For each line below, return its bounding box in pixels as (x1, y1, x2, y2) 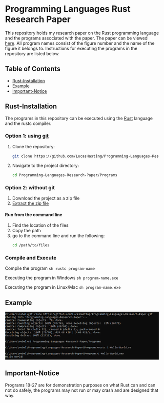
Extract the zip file (12, 200, 49, 206)
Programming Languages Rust (5, 3, 131, 15)
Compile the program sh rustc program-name (5, 265, 95, 271)
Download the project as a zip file (12, 195, 80, 201)
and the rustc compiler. (5, 121, 52, 126)
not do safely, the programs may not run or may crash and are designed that (5, 387, 159, 393)
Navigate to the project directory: (12, 162, 79, 168)
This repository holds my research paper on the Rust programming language (5, 30, 159, 36)
